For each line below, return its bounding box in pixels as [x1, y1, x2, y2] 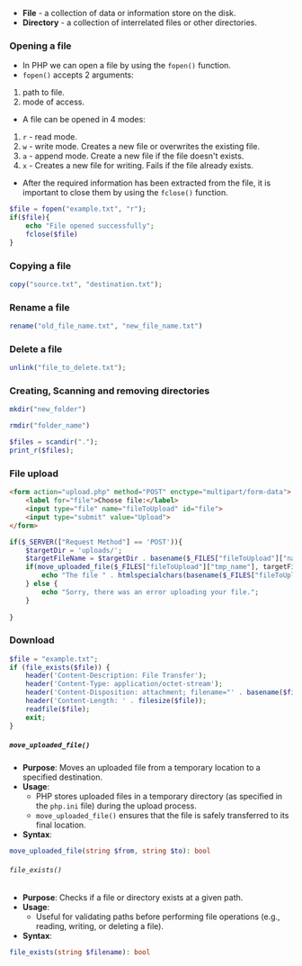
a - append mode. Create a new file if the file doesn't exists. [22, 150, 244, 161]
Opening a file [9, 40, 72, 52]
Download [9, 634, 56, 646]
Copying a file [9, 259, 72, 272]
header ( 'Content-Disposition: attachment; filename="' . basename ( [25, 688, 283, 697]
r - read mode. [22, 131, 78, 142]
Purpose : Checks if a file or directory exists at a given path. [22, 891, 244, 903]
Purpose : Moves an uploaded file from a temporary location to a [22, 762, 261, 772]
